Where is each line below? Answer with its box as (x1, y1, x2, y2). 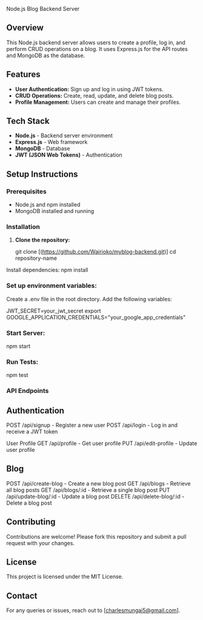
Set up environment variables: (6, 282, 97, 290)
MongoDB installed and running (15, 208, 95, 215)
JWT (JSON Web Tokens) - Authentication (15, 151, 122, 158)
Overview (6, 22, 44, 33)
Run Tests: (6, 358, 39, 366)
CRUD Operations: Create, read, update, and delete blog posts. (15, 92, 174, 99)
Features (6, 69, 41, 80)
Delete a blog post (6, 499, 52, 506)
